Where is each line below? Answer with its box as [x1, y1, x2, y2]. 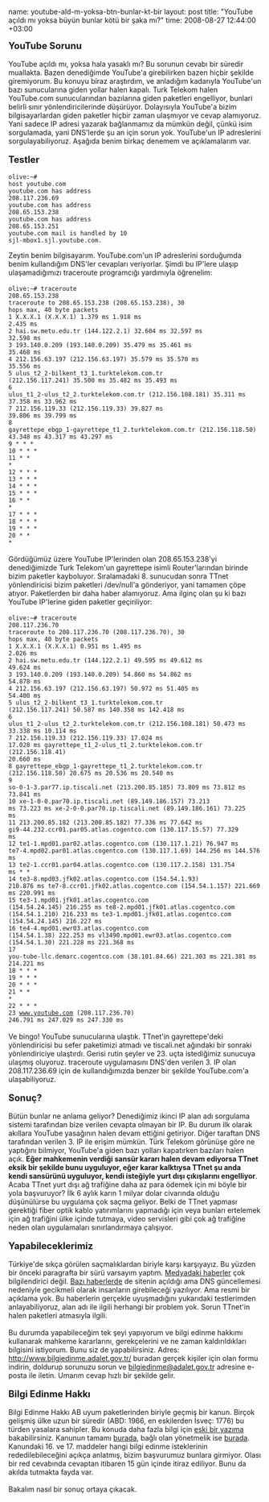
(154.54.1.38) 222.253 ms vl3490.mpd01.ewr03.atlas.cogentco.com [8, 931, 231, 940]
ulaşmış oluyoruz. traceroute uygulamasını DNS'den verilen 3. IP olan [8, 1057, 237, 1067]
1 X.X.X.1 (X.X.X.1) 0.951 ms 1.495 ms [8, 642, 142, 650]
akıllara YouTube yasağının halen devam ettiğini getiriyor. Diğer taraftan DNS [8, 1128, 261, 1138]
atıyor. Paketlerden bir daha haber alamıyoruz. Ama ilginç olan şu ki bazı [8, 588, 247, 598]
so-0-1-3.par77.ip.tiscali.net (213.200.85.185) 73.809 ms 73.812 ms [8, 783, 247, 791]
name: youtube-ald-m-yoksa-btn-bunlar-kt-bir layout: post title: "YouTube [8, 7, 253, 16]
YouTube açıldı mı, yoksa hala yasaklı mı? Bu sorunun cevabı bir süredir [8, 60, 243, 68]
